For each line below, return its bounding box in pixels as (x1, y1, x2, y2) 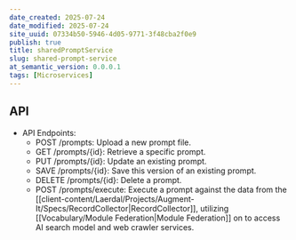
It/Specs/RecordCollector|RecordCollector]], (35, 203, 198, 213)
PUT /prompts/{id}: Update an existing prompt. (35, 156, 207, 166)
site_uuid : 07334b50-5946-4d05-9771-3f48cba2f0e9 (9, 29, 197, 38)
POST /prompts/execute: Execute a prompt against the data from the (35, 184, 287, 195)
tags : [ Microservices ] (9, 71, 93, 80)
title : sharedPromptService (9, 46, 114, 55)
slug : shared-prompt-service (9, 54, 117, 63)
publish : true (9, 37, 62, 47)
